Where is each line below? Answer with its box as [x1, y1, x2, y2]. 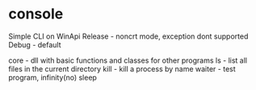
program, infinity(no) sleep [8, 72, 97, 82]
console [8, 5, 64, 23]
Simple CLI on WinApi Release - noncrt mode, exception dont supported [8, 31, 249, 41]
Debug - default [8, 39, 62, 49]
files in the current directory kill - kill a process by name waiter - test [8, 63, 236, 73]
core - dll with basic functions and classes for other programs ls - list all [8, 55, 248, 65]
